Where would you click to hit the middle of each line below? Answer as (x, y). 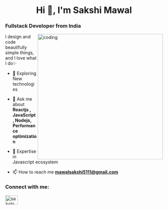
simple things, (19, 53)
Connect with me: (27, 187)
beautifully (16, 48)
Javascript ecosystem (35, 162)
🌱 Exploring (24, 73)
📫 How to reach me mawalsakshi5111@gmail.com (65, 172)
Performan (24, 126)
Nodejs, (23, 120)
